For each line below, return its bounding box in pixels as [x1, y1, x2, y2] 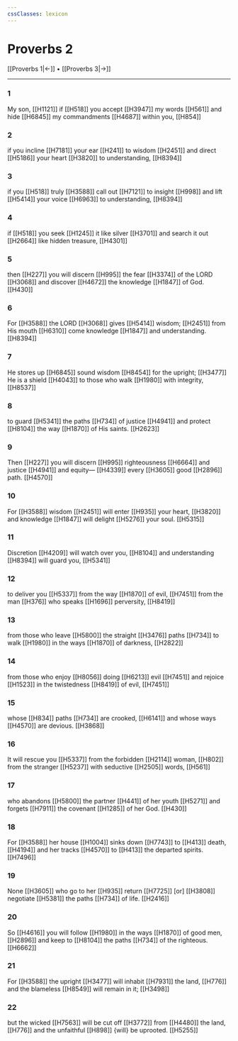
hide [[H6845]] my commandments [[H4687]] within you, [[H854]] [7, 112, 202, 121]
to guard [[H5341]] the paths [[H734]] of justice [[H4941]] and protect [7, 416, 211, 425]
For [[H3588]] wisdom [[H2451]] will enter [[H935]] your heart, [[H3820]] [7, 507, 221, 516]
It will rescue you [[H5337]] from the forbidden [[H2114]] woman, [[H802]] [7, 755, 224, 764]
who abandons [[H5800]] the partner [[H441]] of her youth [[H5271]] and [7, 796, 221, 805]
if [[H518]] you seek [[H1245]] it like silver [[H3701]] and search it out [7, 228, 209, 238]
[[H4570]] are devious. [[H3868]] [7, 721, 105, 730]
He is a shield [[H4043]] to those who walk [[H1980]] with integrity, [7, 375, 204, 384]
